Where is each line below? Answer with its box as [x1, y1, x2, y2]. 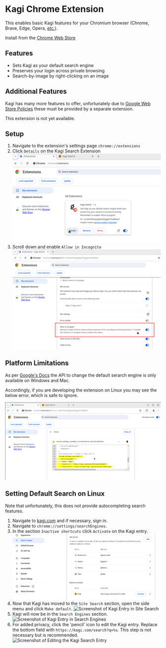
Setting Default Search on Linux [5, 490, 105, 498]
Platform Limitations [5, 359, 69, 368]
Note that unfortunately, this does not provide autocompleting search [5, 503, 146, 509]
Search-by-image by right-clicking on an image [12, 73, 109, 79]
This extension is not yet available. [5, 115, 76, 121]
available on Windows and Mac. [5, 377, 70, 383]
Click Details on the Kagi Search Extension [12, 148, 101, 154]
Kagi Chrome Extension [5, 3, 104, 15]
